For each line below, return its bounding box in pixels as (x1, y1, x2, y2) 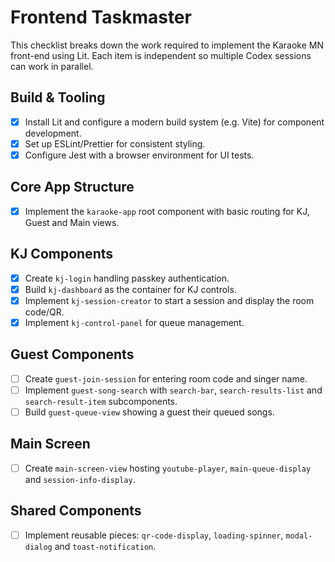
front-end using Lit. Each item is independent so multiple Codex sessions (10, 49, 312, 61)
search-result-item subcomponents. (24, 395, 178, 407)
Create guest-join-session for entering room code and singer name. (24, 372, 308, 385)
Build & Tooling (10, 89, 106, 106)
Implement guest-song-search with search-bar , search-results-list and (24, 384, 323, 396)
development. (24, 127, 82, 139)
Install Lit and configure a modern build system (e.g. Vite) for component (24, 116, 325, 128)
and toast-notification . (54, 540, 157, 552)
